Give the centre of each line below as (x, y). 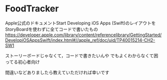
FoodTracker (32, 9)
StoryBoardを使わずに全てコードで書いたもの (52, 29)
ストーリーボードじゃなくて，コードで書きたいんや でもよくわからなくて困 (82, 56)
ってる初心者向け (23, 62)
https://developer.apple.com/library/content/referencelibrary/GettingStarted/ (83, 35)
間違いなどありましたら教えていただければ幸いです (57, 72)
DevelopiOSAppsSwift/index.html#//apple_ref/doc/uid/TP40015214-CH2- (80, 40)
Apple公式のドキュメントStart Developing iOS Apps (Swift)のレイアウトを (81, 23)
